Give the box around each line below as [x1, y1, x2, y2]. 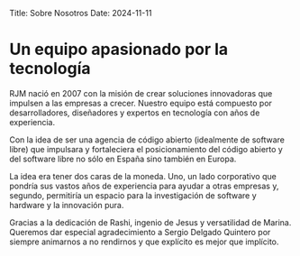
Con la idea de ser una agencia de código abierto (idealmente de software [9, 134, 286, 145]
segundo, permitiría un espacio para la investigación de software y [9, 189, 257, 201]
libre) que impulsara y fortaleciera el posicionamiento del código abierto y [9, 143, 284, 154]
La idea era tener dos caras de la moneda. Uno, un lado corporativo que [9, 170, 277, 181]
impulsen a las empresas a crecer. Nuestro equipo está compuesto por [9, 97, 273, 108]
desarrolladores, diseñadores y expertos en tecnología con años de [9, 107, 260, 118]
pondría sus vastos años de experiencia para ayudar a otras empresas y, [9, 180, 279, 191]
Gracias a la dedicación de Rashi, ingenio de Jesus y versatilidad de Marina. [9, 216, 292, 228]
